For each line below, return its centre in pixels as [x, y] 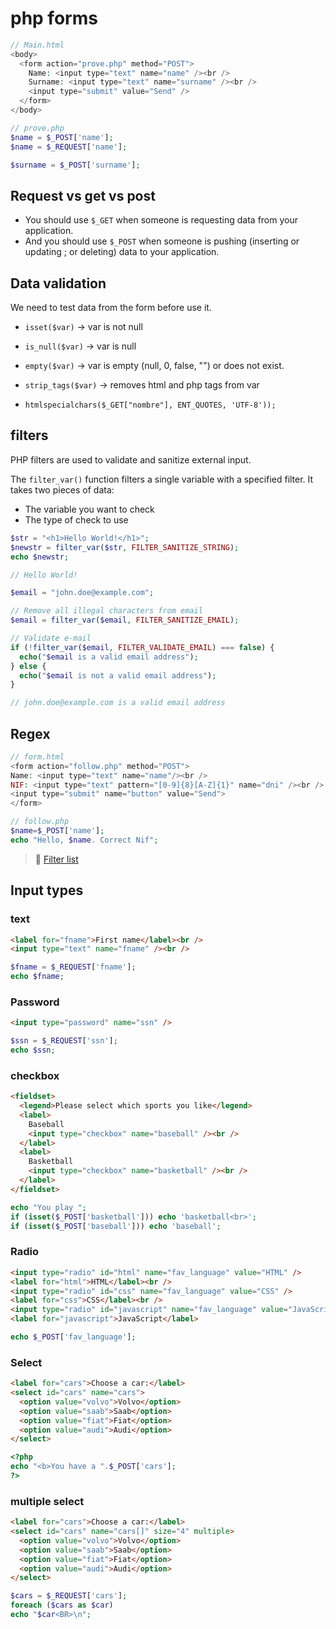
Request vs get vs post [83, 195]
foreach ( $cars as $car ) [62, 1605]
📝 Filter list [56, 859]
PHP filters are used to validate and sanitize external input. [131, 459]
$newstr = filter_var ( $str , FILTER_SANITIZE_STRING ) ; [125, 547]
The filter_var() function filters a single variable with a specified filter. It [162, 479]
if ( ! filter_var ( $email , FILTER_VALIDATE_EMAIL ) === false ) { [142, 647]
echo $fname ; [37, 977]
